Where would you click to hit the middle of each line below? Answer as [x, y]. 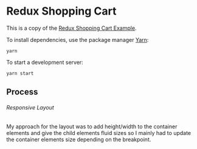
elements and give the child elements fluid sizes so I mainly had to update [99, 133]
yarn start [20, 73]
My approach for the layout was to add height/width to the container [92, 126]
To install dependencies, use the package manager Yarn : [78, 40]
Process [22, 92]
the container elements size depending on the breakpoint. [79, 139]
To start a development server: [45, 62]
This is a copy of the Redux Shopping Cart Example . [71, 28]
